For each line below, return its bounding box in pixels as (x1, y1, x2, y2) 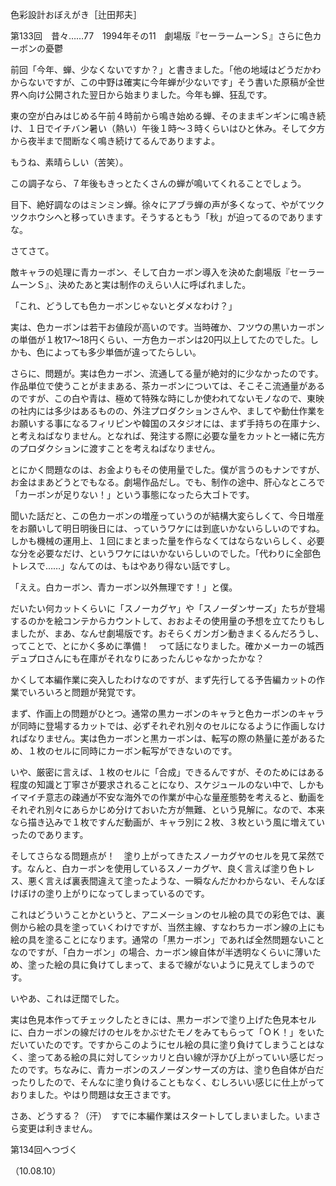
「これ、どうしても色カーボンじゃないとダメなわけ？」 (10, 300, 238, 312)
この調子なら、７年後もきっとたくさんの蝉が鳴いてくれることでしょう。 (10, 178, 307, 189)
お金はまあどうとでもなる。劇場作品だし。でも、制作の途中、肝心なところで (10, 476, 326, 488)
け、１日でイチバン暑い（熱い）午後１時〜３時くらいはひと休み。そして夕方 (10, 123, 326, 134)
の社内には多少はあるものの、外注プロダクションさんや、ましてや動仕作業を (10, 405, 326, 417)
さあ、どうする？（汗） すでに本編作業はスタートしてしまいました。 (10, 1110, 295, 1122)
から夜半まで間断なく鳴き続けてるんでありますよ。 (10, 135, 221, 147)
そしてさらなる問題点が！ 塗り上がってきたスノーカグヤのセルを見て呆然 (10, 850, 317, 862)
